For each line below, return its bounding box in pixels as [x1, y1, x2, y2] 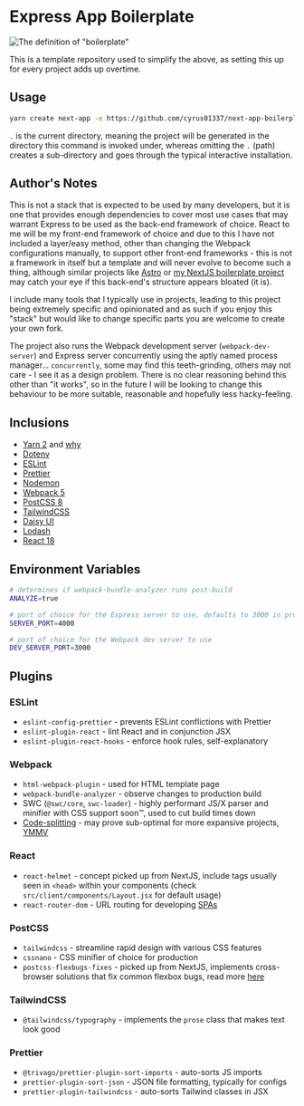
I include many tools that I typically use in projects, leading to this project [9, 294, 281, 305]
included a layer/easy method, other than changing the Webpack [9, 238, 252, 249]
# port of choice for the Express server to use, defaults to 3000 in [9, 610, 281, 620]
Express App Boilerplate [9, 6, 195, 27]
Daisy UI [22, 516, 54, 527]
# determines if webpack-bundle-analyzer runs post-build [9, 586, 233, 595]
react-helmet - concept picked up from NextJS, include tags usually [22, 870, 278, 880]
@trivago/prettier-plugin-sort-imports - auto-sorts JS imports [22, 1067, 262, 1078]
